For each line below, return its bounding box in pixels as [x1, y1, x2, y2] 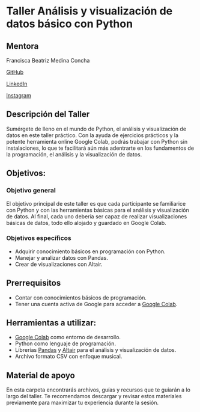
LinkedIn [6, 80, 28, 87]
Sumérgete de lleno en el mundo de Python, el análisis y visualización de [6, 125, 187, 132]
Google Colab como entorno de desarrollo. [14, 334, 121, 341]
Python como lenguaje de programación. [14, 340, 116, 347]
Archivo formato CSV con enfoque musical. [14, 353, 123, 360]
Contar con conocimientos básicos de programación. [14, 294, 147, 301]
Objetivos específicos [6, 234, 72, 242]
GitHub [6, 69, 24, 76]
